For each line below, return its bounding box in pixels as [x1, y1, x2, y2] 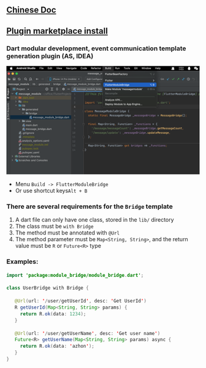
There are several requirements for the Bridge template [6, 202, 173, 211]
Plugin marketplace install [6, 26, 109, 36]
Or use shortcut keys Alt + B [15, 187, 88, 195]
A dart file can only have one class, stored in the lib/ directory [15, 216, 174, 223]
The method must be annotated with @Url [15, 229, 120, 236]
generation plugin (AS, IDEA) [6, 51, 94, 60]
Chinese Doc [6, 5, 56, 15]
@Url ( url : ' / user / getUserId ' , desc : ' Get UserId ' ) [14, 298, 147, 304]
